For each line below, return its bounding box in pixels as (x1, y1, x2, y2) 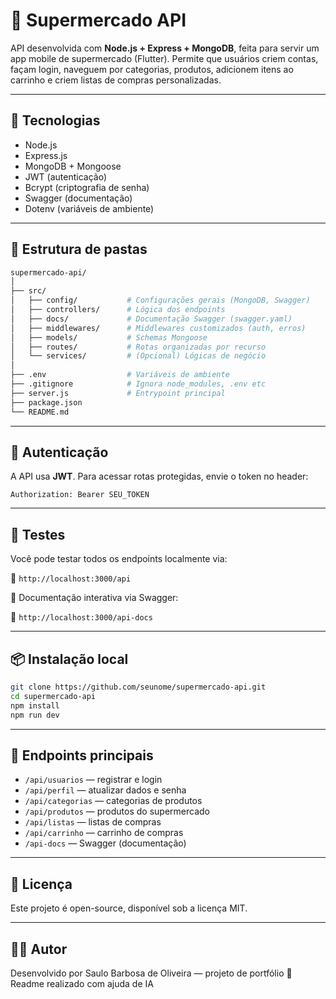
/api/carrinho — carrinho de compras (24, 827, 184, 839)
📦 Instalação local (10, 650, 129, 668)
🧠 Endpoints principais (10, 747, 154, 764)
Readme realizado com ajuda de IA (10, 977, 154, 989)
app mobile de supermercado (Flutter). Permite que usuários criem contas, (10, 52, 319, 64)
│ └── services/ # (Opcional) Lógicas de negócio (10, 351, 267, 361)
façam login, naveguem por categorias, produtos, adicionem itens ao (10, 63, 294, 75)
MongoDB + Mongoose (24, 160, 122, 172)
